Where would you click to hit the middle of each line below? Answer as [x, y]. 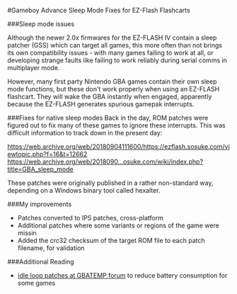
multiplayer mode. [34, 68]
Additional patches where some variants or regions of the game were [118, 225]
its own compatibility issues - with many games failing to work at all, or [110, 53]
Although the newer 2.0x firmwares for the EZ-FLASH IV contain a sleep [112, 38]
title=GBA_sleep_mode [40, 169]
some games [36, 283]
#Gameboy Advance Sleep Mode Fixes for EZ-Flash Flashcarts [99, 10]
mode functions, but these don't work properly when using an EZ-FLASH [114, 89]
